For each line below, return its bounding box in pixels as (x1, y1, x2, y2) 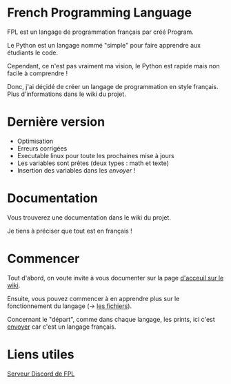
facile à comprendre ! (7, 69, 68, 77)
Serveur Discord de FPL (7, 369, 75, 378)
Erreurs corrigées (17, 144, 68, 153)
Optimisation (17, 137, 54, 145)
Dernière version (7, 114, 106, 130)
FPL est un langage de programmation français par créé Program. (7, 28, 194, 36)
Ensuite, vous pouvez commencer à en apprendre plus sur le (7, 294, 180, 303)
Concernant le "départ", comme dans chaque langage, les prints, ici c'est (7, 315, 215, 323)
